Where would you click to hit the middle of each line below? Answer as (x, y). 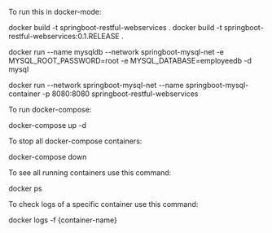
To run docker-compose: (50, 110)
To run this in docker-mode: (55, 12)
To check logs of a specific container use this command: (103, 204)
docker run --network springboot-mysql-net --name (97, 85)
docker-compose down (48, 157)
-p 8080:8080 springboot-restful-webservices (120, 94)
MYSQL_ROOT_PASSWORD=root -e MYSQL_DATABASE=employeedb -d (130, 61)
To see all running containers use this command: (90, 173)
